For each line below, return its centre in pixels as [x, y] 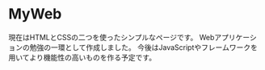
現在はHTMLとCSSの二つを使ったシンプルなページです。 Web [111, 37]
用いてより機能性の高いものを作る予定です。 [82, 57]
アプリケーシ [235, 37]
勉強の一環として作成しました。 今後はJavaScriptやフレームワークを [144, 47]
